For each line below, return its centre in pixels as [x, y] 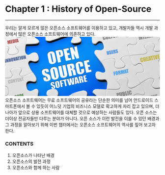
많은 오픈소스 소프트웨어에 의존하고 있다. [57, 34]
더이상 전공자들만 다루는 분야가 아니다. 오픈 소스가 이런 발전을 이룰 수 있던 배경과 [82, 119]
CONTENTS [19, 144]
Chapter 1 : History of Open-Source [78, 9]
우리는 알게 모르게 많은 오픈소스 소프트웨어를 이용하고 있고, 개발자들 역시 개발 [79, 27]
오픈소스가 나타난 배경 [33, 155]
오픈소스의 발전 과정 [31, 161]
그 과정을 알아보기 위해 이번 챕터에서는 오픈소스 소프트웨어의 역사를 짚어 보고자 [81, 125]
